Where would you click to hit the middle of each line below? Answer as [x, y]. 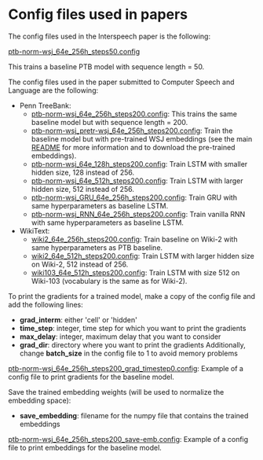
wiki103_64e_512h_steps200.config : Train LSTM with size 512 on [135, 272]
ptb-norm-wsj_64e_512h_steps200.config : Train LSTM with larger [137, 180]
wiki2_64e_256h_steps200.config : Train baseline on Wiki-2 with [134, 239]
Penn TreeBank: [45, 105]
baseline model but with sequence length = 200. [110, 122]
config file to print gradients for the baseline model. [91, 377]
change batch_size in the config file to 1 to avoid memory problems [128, 353]
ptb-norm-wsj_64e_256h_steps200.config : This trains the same [134, 114]
